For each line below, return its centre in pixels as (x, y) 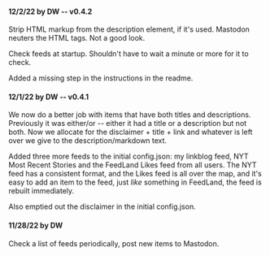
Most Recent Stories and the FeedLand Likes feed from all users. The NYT (133, 165)
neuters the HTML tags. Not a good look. (77, 38)
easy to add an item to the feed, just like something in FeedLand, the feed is (135, 182)
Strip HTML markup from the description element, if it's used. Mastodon (129, 29)
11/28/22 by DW (36, 225)
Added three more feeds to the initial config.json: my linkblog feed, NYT (129, 156)
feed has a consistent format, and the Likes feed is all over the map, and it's (135, 174)
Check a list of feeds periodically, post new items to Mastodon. (114, 243)
